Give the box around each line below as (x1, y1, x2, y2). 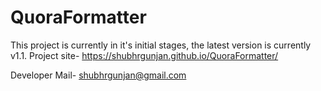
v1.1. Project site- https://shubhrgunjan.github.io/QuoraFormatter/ (10, 49, 279, 61)
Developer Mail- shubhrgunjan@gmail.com (10, 69, 187, 81)
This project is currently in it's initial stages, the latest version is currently (10, 39, 312, 51)
